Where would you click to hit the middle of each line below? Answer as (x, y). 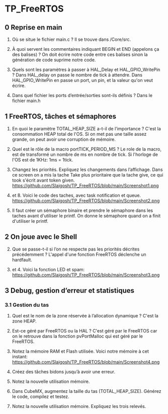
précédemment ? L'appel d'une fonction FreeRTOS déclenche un (79, 254)
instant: (20, 357)
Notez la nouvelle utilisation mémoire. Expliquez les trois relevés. (79, 406)
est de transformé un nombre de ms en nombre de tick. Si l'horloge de (85, 154)
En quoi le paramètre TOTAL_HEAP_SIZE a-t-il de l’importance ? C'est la (87, 128)
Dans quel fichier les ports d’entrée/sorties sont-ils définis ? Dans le (82, 95)
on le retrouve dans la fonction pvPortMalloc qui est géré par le (77, 336)
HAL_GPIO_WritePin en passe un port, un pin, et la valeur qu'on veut (82, 80)
